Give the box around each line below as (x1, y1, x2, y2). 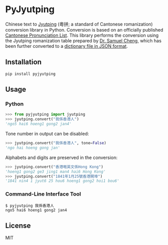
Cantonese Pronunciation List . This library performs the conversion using (5, 32, 159, 38)
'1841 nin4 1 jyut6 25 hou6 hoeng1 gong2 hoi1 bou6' (5, 178, 120, 184)
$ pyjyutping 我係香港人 (5, 203, 54, 208)
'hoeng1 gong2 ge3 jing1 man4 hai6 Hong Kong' (5, 169, 106, 174)
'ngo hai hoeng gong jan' (5, 145, 60, 150)
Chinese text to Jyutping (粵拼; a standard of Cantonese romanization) (5, 21, 153, 27)
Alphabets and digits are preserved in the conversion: (5, 154, 118, 160)
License (5, 222, 31, 230)
